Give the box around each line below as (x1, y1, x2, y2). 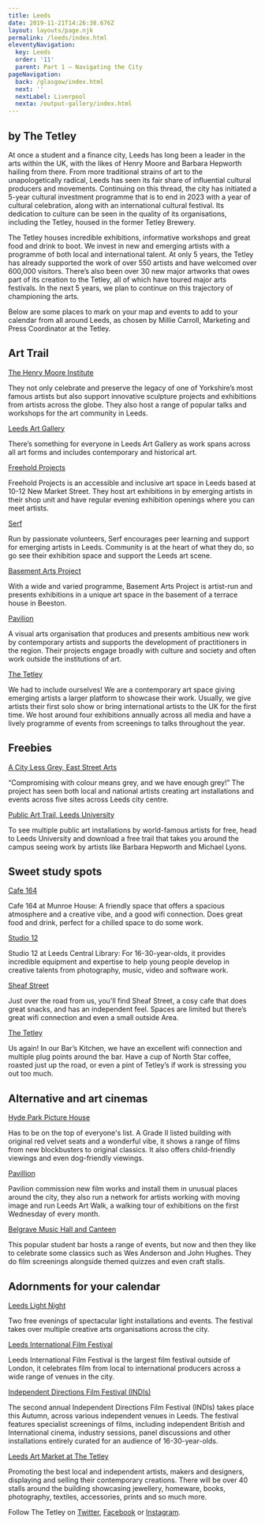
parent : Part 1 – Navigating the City (15, 63, 144, 71)
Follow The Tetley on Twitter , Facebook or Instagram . (8, 1508, 181, 1516)
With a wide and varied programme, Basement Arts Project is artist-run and (8, 581, 253, 590)
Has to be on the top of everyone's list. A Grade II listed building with (8, 1129, 231, 1138)
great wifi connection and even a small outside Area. (8, 1013, 179, 1022)
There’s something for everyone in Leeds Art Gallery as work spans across (8, 438, 251, 448)
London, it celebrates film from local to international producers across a (8, 1364, 241, 1373)
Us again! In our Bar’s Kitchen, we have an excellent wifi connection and (8, 1044, 242, 1053)
